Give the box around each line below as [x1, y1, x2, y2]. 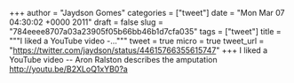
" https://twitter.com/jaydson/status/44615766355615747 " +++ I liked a [9, 45, 268, 56]
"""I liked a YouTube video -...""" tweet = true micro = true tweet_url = [9, 35, 265, 46]
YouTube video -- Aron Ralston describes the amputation [9, 55, 218, 64]
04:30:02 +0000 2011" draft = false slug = [9, 17, 164, 27]
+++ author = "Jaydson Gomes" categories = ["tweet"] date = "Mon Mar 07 [9, 8, 285, 18]
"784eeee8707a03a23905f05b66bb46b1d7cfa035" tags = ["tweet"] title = [9, 26, 282, 36]
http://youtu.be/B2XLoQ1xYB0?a [9, 64, 129, 74]
